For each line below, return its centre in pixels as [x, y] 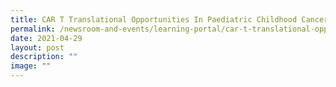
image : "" [31, 66]
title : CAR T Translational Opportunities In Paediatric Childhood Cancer [169, 19]
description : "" [44, 57]
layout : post [37, 47]
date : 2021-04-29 [46, 38]
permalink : [33, 29]
